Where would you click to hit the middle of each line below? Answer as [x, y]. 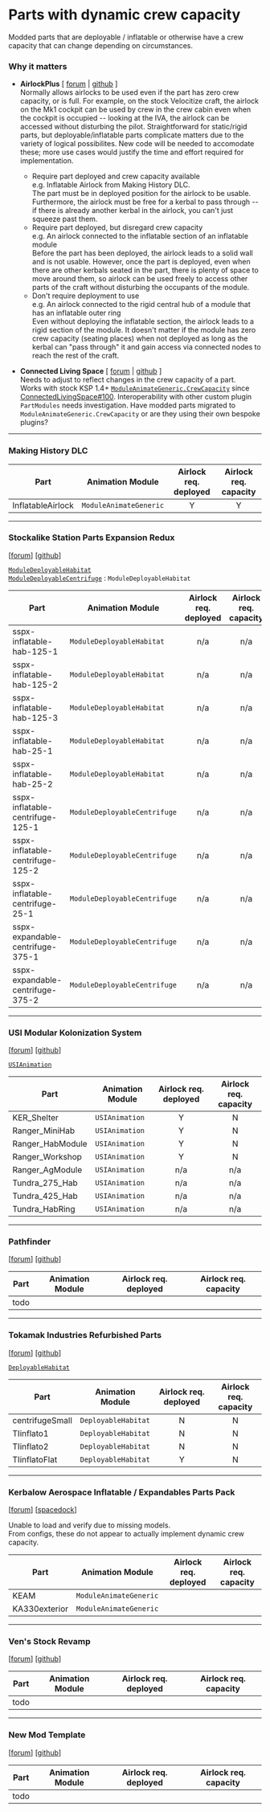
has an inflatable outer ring [76, 313]
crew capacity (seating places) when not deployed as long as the [140, 338]
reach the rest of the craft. [75, 356]
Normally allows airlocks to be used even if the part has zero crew [129, 92]
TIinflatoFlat [35, 1459]
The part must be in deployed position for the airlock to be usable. [141, 194]
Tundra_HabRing [44, 1209]
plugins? [34, 423]
